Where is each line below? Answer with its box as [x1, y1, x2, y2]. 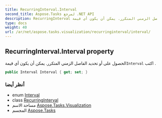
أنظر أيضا [5, 81, 25, 88]
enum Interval [12, 92, 40, 98]
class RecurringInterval [12, 97, 59, 103]
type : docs [5, 20, 27, 26]
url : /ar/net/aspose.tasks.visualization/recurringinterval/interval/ [5, 29, 151, 34]
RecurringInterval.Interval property [5, 47, 114, 56]
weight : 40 [5, 25, 27, 30]
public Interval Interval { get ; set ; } [5, 70, 88, 74]
